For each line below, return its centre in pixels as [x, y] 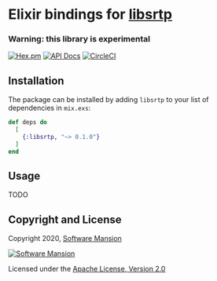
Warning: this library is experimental [79, 39]
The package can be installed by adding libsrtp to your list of [108, 100]
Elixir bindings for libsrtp [90, 15]
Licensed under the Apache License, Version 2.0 [87, 269]
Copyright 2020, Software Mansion [65, 239]
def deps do [28, 122]
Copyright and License [65, 219]
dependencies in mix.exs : [50, 108]
